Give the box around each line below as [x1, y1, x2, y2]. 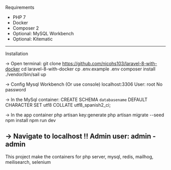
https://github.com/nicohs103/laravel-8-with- [62, 61, 157, 66]
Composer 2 [12, 25, 39, 31]
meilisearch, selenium [5, 159, 51, 165]
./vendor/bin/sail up [5, 71, 47, 77]
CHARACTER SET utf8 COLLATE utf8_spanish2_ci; [5, 102, 111, 108]
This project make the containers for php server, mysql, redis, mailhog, [5, 153, 154, 160]
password [5, 87, 26, 92]
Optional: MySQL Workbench [12, 31, 74, 36]
